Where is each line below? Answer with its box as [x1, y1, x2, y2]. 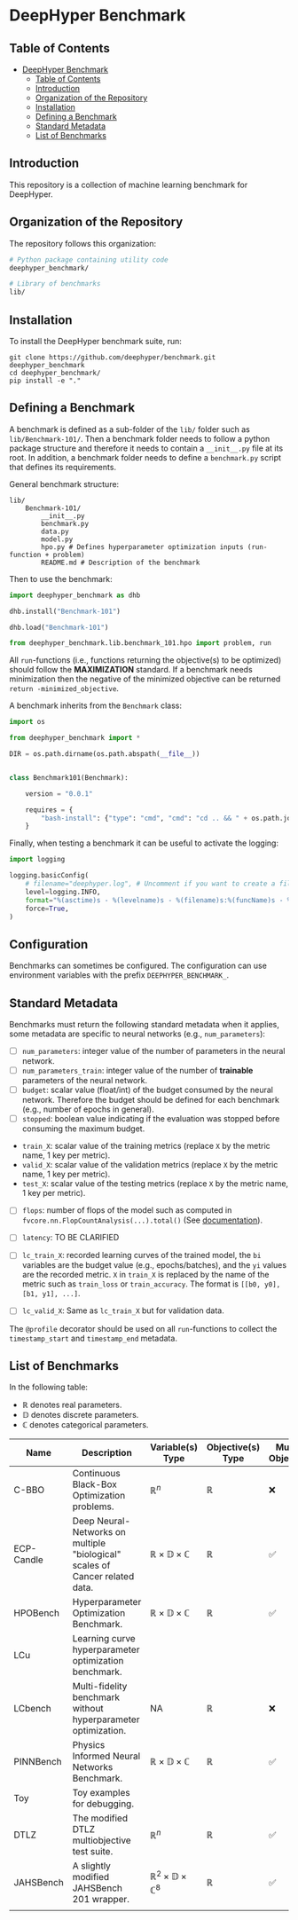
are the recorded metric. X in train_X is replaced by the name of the [21, 1270, 270, 1280]
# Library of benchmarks [9, 279, 101, 288]
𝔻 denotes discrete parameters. [21, 1410, 139, 1420]
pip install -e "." [9, 376, 82, 385]
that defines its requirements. [9, 461, 117, 472]
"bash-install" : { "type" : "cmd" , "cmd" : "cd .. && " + [41, 814, 248, 822]
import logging [9, 855, 66, 864]
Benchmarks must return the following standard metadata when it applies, [9, 1019, 279, 1029]
